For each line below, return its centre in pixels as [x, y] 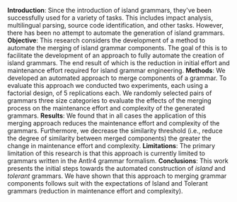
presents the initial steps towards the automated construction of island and [116, 168]
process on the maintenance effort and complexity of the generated [106, 108]
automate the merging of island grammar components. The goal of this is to [117, 48]
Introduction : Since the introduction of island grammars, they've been [110, 10]
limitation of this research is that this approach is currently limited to [106, 153]
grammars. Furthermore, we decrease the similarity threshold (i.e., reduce [115, 131]
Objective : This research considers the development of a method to [106, 40]
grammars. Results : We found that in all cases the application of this [107, 116]
